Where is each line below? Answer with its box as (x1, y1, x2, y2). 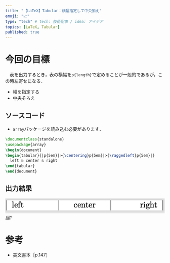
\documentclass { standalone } (5, 136, 65, 142)
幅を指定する (12, 89, 39, 95)
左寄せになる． (14, 78, 46, 84)
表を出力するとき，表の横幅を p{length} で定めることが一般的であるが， (9, 72, 158, 78)
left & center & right (10, 158, 58, 163)
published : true (5, 30, 39, 35)
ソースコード (5, 111, 45, 120)
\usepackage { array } (5, 142, 47, 147)
